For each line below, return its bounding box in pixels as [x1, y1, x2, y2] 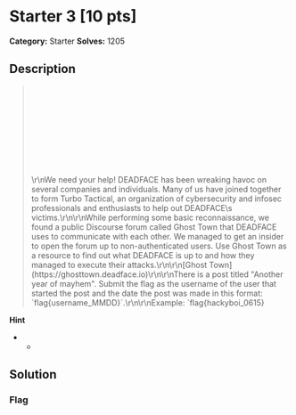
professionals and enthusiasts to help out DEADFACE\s [30, 202, 234, 213]
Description [9, 61, 76, 77]
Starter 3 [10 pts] [9, 6, 137, 27]
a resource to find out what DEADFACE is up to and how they [30, 249, 255, 260]
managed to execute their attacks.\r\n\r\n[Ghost [30, 259, 208, 270]
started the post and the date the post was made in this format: [30, 288, 263, 298]
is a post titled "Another [197, 269, 284, 280]
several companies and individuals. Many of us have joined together [30, 183, 282, 194]
